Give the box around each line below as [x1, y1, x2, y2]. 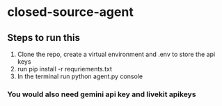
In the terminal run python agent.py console [17, 72, 143, 80]
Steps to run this [7, 32, 80, 44]
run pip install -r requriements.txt [17, 65, 113, 73]
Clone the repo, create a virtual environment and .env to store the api [17, 50, 216, 58]
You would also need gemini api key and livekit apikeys [7, 89, 196, 99]
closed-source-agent [7, 4, 134, 20]
